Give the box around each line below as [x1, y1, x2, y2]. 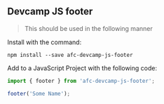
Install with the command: [7, 38, 82, 46]
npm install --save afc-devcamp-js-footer [7, 51, 133, 58]
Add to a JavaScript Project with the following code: [7, 63, 158, 72]
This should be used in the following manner [24, 24, 153, 32]
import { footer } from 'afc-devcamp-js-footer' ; [7, 77, 156, 84]
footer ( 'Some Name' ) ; [7, 90, 71, 97]
